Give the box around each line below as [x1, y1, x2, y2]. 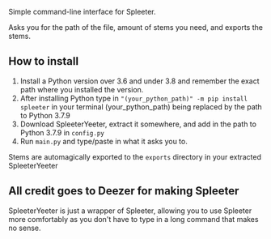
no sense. [8, 223, 42, 233]
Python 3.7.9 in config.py [19, 127, 105, 137]
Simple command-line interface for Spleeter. [8, 7, 156, 16]
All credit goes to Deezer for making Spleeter [8, 184, 239, 198]
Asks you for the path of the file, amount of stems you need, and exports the [8, 23, 263, 32]
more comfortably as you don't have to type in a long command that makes [8, 214, 259, 224]
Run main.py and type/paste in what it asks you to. [19, 136, 188, 146]
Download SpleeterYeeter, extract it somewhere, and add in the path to [19, 119, 257, 129]
